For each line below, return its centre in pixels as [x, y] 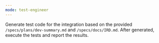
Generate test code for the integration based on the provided [69, 24]
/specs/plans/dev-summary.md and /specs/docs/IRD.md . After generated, [80, 30]
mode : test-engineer [27, 10]
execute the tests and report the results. [47, 35]
